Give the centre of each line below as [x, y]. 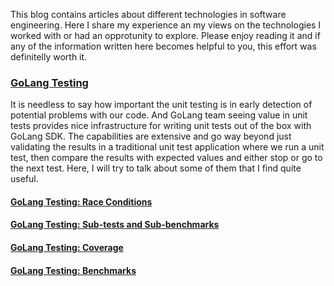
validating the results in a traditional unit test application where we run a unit [167, 147]
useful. [24, 179]
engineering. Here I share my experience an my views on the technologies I [166, 25]
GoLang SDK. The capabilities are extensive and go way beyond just [151, 136]
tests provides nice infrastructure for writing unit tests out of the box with [161, 126]
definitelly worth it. [49, 57]
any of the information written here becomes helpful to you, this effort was [163, 46]
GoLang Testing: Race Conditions [81, 201]
